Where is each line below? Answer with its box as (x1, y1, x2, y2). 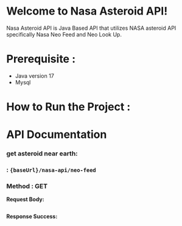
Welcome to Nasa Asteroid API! (6, 4, 168, 18)
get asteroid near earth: (6, 149, 78, 158)
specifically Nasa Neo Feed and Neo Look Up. (6, 30, 122, 38)
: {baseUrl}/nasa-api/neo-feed (6, 166, 96, 174)
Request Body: (6, 196, 44, 203)
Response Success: (6, 213, 58, 220)
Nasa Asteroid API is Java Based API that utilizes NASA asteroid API (6, 24, 177, 32)
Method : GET (6, 182, 47, 191)
